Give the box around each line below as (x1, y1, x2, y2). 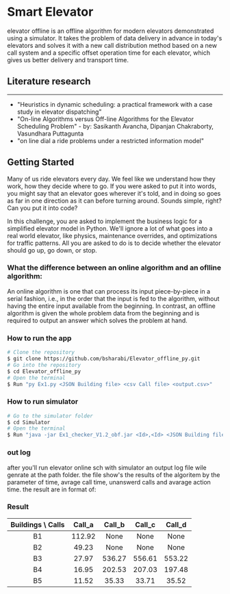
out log (7, 448, 31, 457)
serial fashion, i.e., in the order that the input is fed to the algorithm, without (7, 294, 220, 302)
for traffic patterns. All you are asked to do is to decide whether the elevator (7, 239, 221, 247)
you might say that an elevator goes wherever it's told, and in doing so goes (7, 189, 221, 197)
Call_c (135, 519, 156, 529)
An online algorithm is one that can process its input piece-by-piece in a (7, 287, 211, 295)
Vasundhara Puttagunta (16, 129, 84, 138)
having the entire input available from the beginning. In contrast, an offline (7, 302, 216, 310)
